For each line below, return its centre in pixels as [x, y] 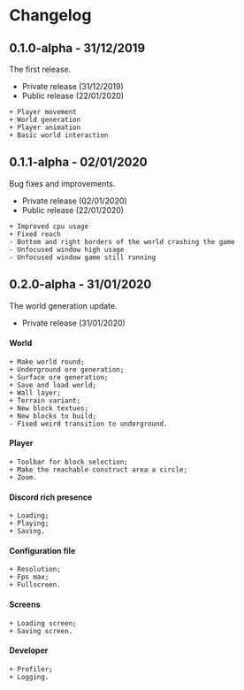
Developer [29, 650]
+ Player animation [45, 127]
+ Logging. [29, 677]
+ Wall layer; [35, 393]
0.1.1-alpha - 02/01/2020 [78, 162]
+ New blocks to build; [53, 416]
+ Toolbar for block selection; [69, 462]
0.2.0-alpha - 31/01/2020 [80, 284]
